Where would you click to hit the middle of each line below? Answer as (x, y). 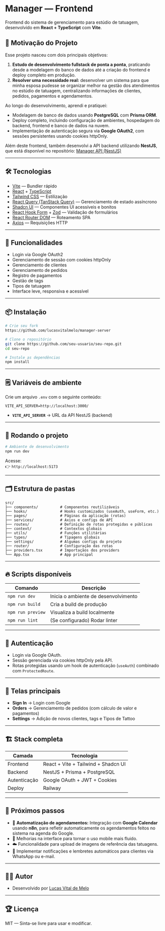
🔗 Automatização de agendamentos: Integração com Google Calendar (85, 822)
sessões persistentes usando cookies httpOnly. (60, 136)
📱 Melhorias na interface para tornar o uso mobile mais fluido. (75, 838)
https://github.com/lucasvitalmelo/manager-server (58, 331)
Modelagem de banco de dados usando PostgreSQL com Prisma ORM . (84, 115)
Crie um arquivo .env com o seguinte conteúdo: (53, 397)
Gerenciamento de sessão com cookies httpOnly (62, 260)
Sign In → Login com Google (41, 703)
